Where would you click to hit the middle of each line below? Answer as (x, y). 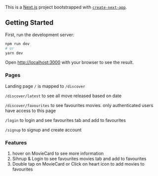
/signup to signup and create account (43, 130)
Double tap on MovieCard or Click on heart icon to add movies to (78, 164)
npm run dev (17, 44)
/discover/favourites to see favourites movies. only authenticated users (79, 105)
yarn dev (14, 53)
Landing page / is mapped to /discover (45, 86)
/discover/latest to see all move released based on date (63, 96)
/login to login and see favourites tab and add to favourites (65, 120)
